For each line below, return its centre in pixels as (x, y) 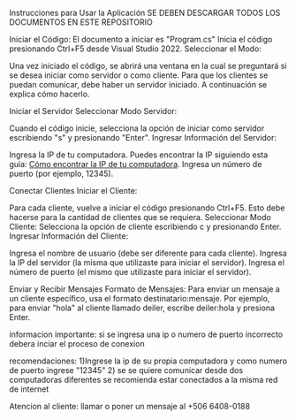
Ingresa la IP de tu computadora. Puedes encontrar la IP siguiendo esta (139, 155)
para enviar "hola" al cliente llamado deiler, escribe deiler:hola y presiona (142, 308)
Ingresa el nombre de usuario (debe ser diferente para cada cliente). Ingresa (148, 253)
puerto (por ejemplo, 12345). (61, 173)
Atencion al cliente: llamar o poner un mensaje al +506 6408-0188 (129, 406)
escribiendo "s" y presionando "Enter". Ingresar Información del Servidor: (143, 137)
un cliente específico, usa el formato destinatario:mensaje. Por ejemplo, (140, 298)
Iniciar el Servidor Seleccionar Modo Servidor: (93, 111)
